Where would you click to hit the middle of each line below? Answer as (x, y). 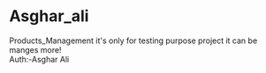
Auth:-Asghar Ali (39, 59)
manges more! (35, 49)
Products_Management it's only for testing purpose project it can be (133, 40)
